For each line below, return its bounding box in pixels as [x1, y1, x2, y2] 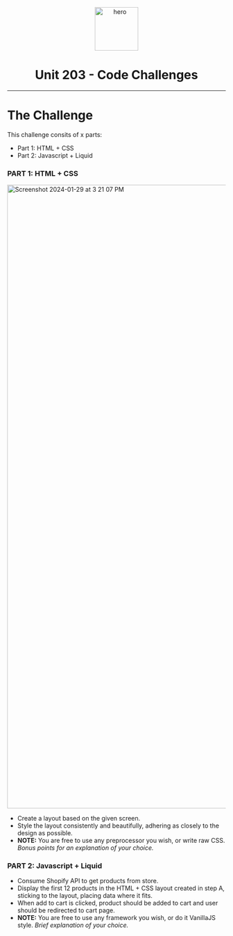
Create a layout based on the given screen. [17, 814, 141, 823]
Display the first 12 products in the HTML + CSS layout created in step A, [17, 884, 225, 892]
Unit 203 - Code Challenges [35, 67, 198, 83]
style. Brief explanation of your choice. [17, 921, 129, 930]
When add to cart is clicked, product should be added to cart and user [17, 899, 218, 908]
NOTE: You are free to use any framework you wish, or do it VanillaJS [17, 914, 216, 922]
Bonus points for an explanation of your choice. [17, 844, 154, 852]
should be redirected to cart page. [17, 906, 116, 914]
